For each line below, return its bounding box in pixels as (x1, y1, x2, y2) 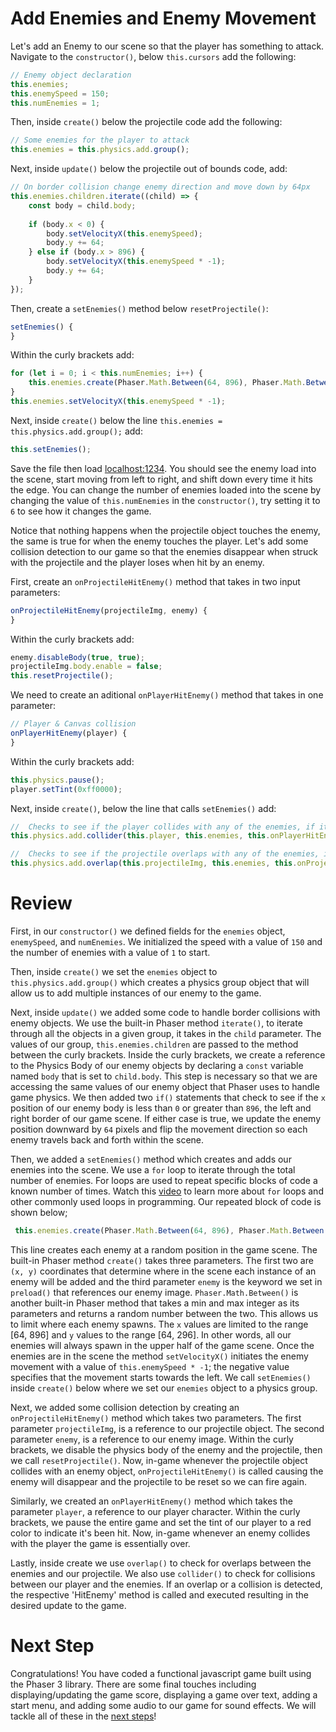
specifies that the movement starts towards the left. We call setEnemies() (10, 1371, 312, 1383)
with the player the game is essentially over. (10, 1537, 191, 1549)
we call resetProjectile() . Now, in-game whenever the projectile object (10, 1454, 308, 1466)
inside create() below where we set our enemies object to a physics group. (10, 1382, 318, 1394)
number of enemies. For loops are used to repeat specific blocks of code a (10, 1175, 318, 1186)
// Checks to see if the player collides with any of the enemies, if (10, 822, 315, 832)
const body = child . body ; (28, 200, 137, 211)
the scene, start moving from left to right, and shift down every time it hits (10, 473, 313, 485)
